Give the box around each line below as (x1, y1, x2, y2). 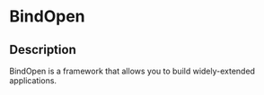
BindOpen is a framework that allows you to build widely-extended (9, 65, 256, 76)
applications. (9, 75, 57, 86)
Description (9, 42, 76, 57)
